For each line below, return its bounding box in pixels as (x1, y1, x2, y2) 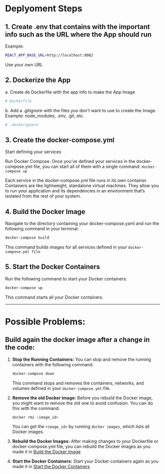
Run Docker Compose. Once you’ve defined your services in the (5, 158, 136, 164)
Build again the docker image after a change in (5, 336, 150, 344)
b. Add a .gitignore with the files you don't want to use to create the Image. (5, 107, 157, 113)
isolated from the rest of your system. (5, 193, 81, 199)
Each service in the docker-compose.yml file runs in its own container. (5, 178, 147, 184)
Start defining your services (5, 149, 61, 155)
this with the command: (12, 405, 60, 411)
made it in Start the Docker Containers (12, 464, 90, 470)
